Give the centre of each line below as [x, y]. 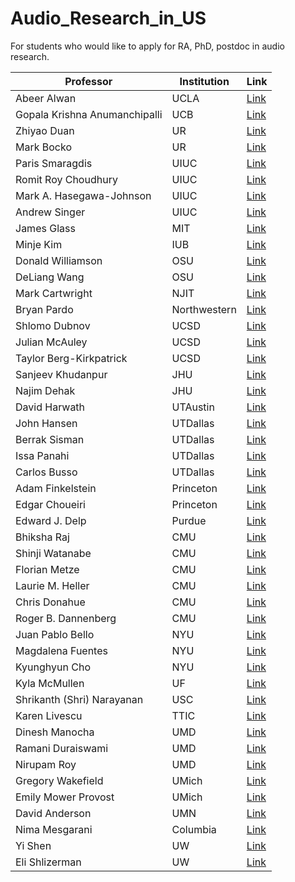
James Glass [45, 228]
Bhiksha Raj [42, 537]
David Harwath [50, 407]
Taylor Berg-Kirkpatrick [71, 358]
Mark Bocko [44, 147]
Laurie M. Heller [52, 585]
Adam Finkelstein [56, 488]
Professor [88, 81]
